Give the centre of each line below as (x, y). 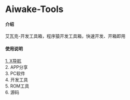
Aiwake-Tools (34, 9)
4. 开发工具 (17, 79)
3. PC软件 (15, 73)
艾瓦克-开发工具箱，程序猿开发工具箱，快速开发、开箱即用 (65, 36)
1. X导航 (13, 61)
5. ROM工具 (17, 86)
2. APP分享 (17, 67)
